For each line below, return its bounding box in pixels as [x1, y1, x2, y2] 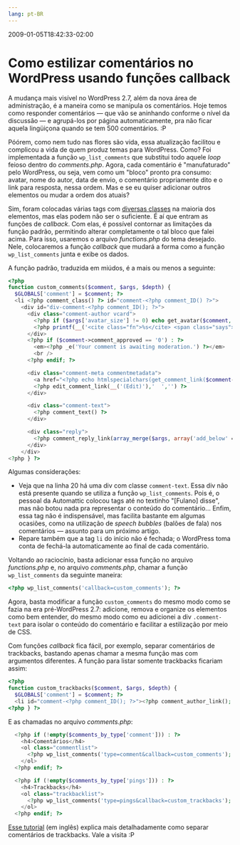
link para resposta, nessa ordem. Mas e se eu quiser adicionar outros [8, 183, 211, 191]
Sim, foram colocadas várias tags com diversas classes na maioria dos [8, 204, 216, 213]
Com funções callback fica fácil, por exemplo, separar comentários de [8, 641, 216, 650]
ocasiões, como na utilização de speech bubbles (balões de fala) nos [18, 519, 222, 528]
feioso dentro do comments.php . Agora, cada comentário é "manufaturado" [8, 160, 231, 169]
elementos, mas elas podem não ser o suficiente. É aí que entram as [8, 211, 209, 221]
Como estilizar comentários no [8, 55, 194, 71]
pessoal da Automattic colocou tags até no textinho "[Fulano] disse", [18, 496, 220, 505]
